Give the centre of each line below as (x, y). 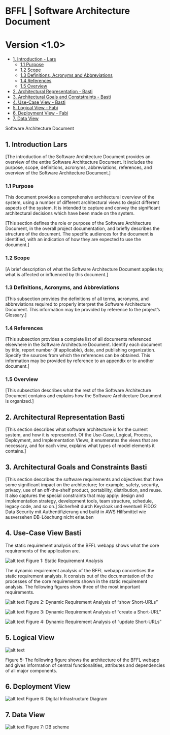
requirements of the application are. (43, 551)
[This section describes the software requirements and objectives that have (84, 479)
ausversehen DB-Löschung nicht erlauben (49, 517)
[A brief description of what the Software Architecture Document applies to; (84, 269)
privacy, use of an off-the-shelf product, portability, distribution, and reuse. (84, 490)
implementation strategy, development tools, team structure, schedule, (79, 501)
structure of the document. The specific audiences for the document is (79, 234)
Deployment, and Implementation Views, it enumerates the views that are (82, 440)
